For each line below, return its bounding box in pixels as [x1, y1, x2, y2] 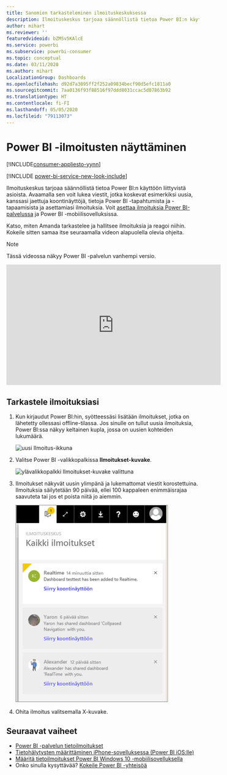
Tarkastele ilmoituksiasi [6, 396, 100, 407]
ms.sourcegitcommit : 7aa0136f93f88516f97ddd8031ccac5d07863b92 [6, 87, 171, 94]
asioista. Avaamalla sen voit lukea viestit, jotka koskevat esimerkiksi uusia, [6, 190, 193, 198]
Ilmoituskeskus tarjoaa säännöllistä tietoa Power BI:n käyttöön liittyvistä [6, 184, 187, 191]
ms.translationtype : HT [6, 94, 67, 100]
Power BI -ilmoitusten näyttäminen [6, 140, 187, 154]
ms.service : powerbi [6, 42, 59, 48]
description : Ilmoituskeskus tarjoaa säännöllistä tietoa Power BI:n [6, 16, 188, 23]
